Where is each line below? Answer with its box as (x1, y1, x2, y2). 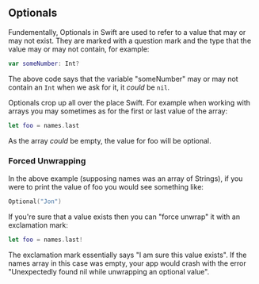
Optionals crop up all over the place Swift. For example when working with (8, 98, 251, 107)
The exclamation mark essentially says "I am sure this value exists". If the (8, 250, 247, 259)
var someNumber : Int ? (8, 59, 80, 67)
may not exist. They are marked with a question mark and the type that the (8, 36, 252, 45)
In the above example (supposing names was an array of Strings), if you (8, 174, 243, 183)
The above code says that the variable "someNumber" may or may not (8, 74, 239, 83)
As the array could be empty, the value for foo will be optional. (8, 136, 211, 145)
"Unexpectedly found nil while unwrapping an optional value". (8, 267, 210, 276)
